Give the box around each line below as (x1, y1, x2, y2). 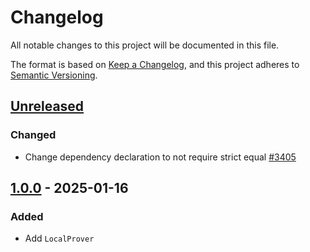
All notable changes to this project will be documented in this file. (10, 39, 280, 51)
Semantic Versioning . (10, 69, 98, 81)
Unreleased (10, 98, 85, 115)
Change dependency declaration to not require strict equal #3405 (24, 151, 297, 163)
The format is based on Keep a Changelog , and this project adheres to (10, 58, 300, 70)
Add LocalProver (24, 232, 95, 245)
